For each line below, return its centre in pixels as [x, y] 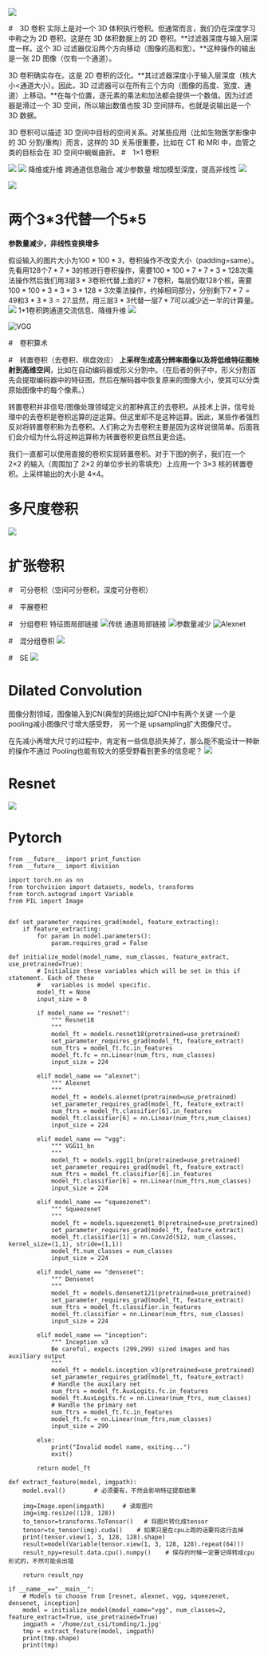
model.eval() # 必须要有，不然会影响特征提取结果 [110, 1491]
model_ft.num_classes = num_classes [112, 1251]
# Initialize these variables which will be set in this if [139, 971]
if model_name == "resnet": [83, 1013]
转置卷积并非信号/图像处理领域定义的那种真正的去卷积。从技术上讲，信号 [128, 406]
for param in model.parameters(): [94, 936]
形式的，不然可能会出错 [41, 1561]
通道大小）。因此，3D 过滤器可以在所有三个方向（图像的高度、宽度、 [132, 85]
